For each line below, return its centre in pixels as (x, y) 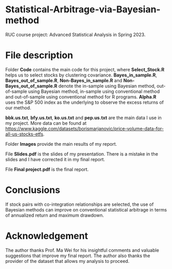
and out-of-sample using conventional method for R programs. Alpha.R (81, 97)
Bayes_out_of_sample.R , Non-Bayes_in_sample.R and (64, 80)
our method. (18, 108)
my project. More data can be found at (46, 123)
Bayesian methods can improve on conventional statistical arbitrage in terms (86, 209)
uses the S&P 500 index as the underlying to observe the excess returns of (85, 102)
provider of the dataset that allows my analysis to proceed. (68, 261)
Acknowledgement (47, 236)
